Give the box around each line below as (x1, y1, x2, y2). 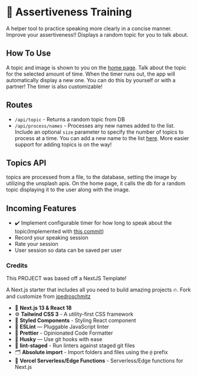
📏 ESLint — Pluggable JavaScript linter (14, 323, 109, 330)
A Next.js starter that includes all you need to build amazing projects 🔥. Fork (6, 286, 191, 293)
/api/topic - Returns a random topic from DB (14, 115, 125, 123)
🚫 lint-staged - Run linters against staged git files (14, 342, 135, 349)
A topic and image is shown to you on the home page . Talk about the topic (6, 64, 187, 71)
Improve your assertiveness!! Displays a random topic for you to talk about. (6, 31, 189, 38)
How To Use (6, 48, 51, 59)
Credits (6, 261, 28, 270)
